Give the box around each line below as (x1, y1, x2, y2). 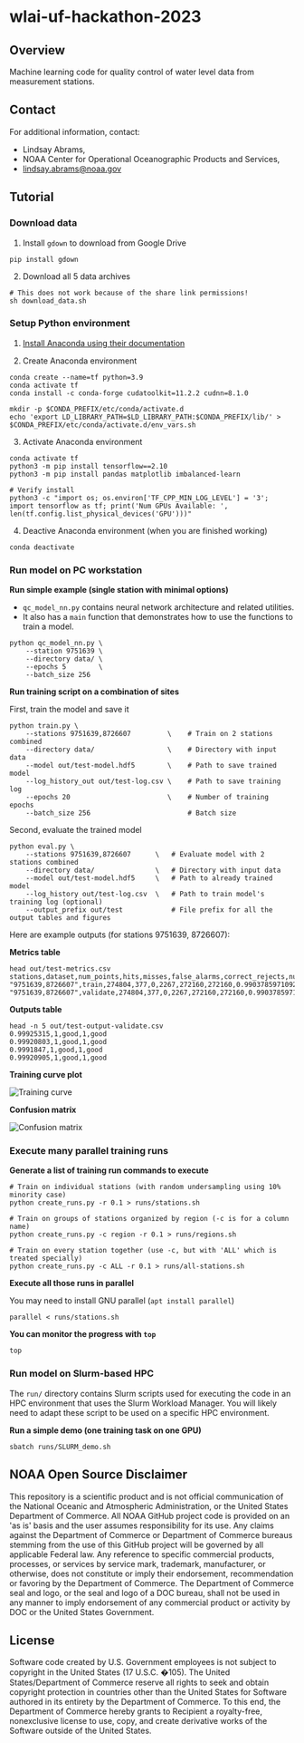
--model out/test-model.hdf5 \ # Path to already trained (25, 874, 273, 883)
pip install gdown (9, 255, 79, 264)
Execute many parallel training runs (9, 1145, 169, 1157)
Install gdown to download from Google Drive (22, 237, 187, 248)
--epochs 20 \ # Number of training (25, 793, 270, 802)
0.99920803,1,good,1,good (9, 1038, 107, 1047)
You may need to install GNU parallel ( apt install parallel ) (9, 1295, 235, 1306)
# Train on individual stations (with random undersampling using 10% (9, 1183, 281, 1192)
